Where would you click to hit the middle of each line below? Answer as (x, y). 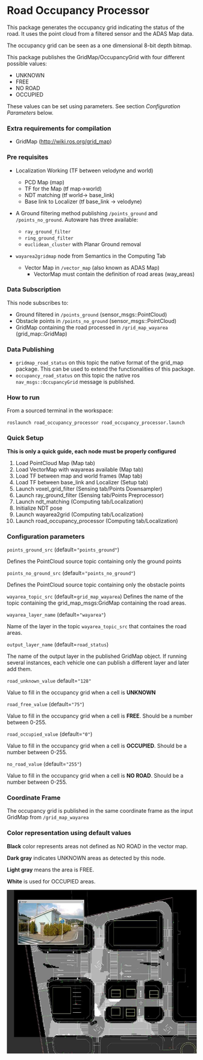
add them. (20, 669)
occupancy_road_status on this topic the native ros (78, 376)
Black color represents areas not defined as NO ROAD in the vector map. (97, 846)
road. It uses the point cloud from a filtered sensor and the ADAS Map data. (100, 33)
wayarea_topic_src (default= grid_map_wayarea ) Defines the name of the (95, 597)
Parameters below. (30, 112)
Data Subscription (34, 290)
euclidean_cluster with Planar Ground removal (83, 244)
